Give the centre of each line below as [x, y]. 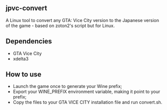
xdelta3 [21, 58]
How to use [23, 74]
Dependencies [29, 41]
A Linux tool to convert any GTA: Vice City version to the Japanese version [82, 20]
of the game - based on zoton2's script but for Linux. [60, 25]
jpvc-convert [26, 8]
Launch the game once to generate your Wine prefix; [67, 86]
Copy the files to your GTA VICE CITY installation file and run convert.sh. [87, 102]
